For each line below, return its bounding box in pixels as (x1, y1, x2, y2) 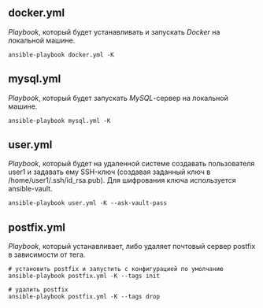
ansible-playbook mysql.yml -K (8, 117, 111, 124)
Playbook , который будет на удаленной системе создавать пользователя (8, 159, 255, 169)
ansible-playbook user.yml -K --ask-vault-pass (8, 199, 168, 207)
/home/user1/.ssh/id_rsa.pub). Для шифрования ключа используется (8, 176, 236, 185)
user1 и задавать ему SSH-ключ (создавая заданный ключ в (8, 167, 211, 176)
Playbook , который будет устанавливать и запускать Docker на (8, 27, 220, 36)
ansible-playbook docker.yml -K (8, 50, 114, 58)
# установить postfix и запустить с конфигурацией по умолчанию (8, 265, 224, 273)
